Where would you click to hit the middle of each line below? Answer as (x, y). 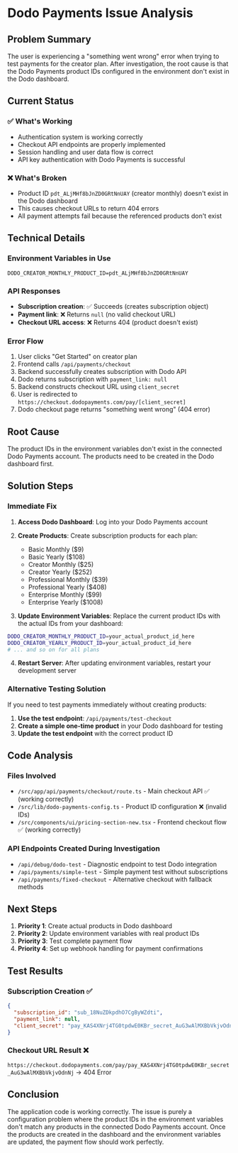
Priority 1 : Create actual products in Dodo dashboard (95, 926)
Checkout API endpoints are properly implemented (91, 144)
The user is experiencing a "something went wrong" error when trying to (113, 56)
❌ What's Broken (37, 177)
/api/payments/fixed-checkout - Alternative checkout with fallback (115, 879)
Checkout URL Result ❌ (48, 1050)
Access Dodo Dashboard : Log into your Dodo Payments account (113, 522)
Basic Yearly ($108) (57, 557)
